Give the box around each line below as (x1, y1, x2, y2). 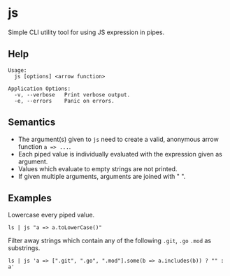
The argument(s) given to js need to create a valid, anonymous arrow (17, 135, 219, 143)
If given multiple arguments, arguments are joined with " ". (17, 172, 186, 180)
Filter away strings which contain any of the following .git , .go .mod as (8, 236, 212, 245)
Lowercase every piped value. (8, 211, 95, 219)
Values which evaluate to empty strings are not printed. (17, 164, 178, 173)
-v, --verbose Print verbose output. (14, 91, 131, 99)
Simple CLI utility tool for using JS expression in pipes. (8, 28, 165, 36)
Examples (8, 192, 52, 204)
